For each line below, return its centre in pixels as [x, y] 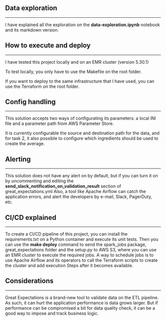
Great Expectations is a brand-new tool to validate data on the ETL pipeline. [82, 297]
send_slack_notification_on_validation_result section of [63, 186]
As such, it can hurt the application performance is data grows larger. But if [82, 303]
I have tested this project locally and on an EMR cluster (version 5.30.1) [77, 62]
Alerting [18, 159]
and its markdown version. [32, 30]
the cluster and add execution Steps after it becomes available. [69, 266]
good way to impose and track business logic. [52, 313]
